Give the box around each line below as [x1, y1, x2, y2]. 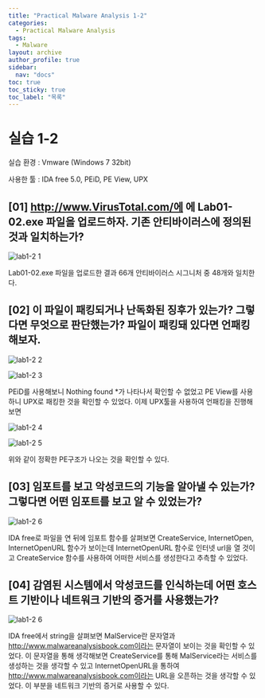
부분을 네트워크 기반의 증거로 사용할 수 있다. [33, 681, 170, 691]
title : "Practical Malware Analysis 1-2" [8, 11, 148, 20]
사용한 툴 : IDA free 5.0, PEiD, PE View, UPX [8, 174, 149, 184]
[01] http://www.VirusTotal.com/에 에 [8, 200, 196, 213]
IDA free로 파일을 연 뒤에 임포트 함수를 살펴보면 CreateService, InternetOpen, [8, 532, 254, 542]
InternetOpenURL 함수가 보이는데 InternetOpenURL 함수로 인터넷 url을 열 [8, 543, 241, 552]
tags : [8, 33, 26, 42]
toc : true [8, 78, 41, 86]
